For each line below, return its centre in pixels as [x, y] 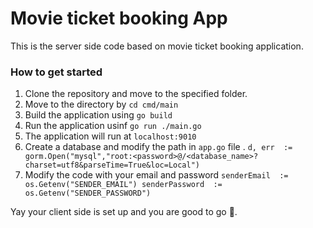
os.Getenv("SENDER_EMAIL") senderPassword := [123, 185]
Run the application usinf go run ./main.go [113, 126]
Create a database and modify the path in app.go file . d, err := [158, 147]
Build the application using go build [98, 115]
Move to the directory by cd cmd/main [101, 104]
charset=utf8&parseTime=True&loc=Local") [112, 165]
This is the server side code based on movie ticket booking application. [157, 46]
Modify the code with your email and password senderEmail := [156, 175]
